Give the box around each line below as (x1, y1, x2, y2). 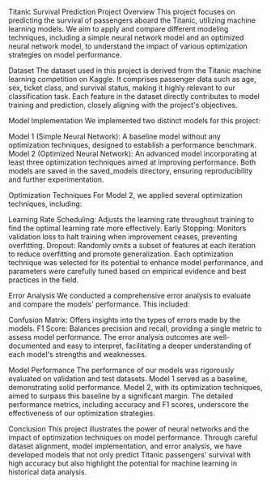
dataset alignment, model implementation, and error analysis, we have (8, 441, 243, 451)
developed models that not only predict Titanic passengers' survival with (8, 450, 251, 459)
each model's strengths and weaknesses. (8, 350, 147, 359)
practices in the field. (8, 275, 79, 285)
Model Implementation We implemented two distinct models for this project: (8, 116, 261, 125)
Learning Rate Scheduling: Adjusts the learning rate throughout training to (8, 215, 255, 224)
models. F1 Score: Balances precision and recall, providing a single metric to (8, 324, 263, 333)
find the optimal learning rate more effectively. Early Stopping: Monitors (8, 223, 247, 233)
